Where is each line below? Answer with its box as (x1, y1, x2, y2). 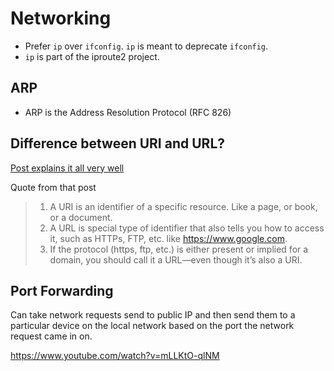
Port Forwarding (10, 282, 114, 299)
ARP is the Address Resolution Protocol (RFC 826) (24, 106, 232, 118)
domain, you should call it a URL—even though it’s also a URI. (49, 253, 303, 266)
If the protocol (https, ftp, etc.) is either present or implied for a (49, 243, 309, 255)
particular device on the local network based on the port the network (10, 320, 295, 332)
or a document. (49, 211, 113, 223)
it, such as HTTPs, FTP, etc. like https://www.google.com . (49, 232, 288, 244)
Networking (10, 7, 112, 30)
